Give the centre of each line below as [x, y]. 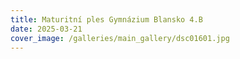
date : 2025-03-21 [46, 29]
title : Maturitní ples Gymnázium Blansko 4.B [106, 19]
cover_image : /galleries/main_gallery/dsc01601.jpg [120, 38]
